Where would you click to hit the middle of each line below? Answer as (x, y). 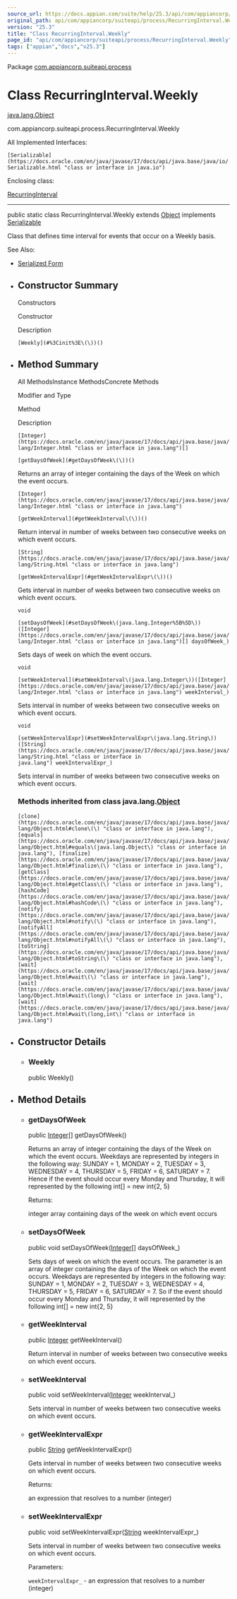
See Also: (21, 249)
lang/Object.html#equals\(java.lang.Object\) (85, 847)
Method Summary (58, 365)
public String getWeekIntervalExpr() (80, 1450)
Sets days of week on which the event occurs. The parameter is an (125, 1261)
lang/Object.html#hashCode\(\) (63, 903)
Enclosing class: (31, 180)
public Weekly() (51, 1078)
